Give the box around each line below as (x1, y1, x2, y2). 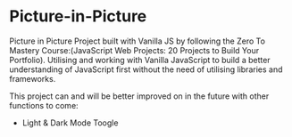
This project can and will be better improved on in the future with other (9, 91, 270, 101)
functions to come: (9, 100, 79, 110)
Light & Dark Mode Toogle (21, 117, 119, 128)
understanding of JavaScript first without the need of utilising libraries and (9, 64, 283, 75)
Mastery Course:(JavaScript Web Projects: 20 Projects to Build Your (9, 44, 260, 55)
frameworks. (9, 73, 56, 84)
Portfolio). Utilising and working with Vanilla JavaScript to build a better (9, 54, 271, 65)
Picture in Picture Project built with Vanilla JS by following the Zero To (9, 36, 266, 46)
